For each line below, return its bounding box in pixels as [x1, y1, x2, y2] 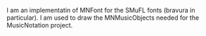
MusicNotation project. [6, 21, 73, 29]
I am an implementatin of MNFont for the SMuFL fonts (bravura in [6, 6, 195, 14]
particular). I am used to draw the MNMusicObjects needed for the [6, 13, 200, 22]
